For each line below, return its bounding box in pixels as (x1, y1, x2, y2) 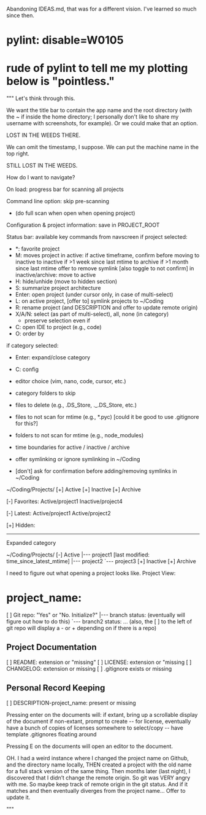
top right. (6, 150, 29, 157)
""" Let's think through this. (6, 95, 75, 102)
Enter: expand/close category (15, 354, 91, 361)
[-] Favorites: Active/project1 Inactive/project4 (6, 497, 123, 505)
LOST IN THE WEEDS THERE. (6, 131, 81, 139)
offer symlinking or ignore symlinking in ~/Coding (15, 456, 140, 463)
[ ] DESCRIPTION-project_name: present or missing (6, 699, 136, 706)
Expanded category (6, 539, 56, 547)
